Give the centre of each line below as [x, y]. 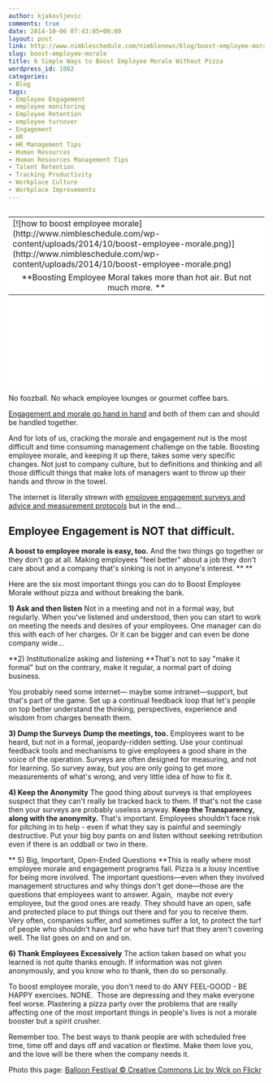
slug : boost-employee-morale [58, 54]
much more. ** [136, 287]
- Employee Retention [45, 115]
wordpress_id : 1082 [41, 69]
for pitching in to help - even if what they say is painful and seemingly [125, 827]
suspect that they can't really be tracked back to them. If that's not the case [135, 801]
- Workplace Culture [43, 183]
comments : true [34, 24]
